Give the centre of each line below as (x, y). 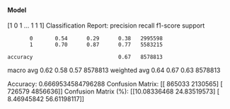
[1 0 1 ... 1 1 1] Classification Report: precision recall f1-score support (106, 25)
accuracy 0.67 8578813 (85, 57)
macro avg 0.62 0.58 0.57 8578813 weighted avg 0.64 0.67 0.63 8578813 (114, 70)
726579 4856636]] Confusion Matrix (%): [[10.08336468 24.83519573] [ (114, 91)
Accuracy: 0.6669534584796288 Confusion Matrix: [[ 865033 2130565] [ (115, 84)
